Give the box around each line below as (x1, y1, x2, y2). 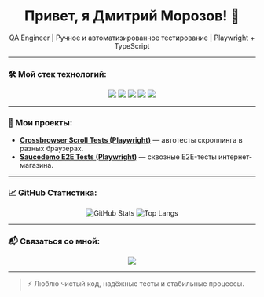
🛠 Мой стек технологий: (8, 68, 108, 79)
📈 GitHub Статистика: (8, 187, 97, 198)
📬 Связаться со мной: (8, 235, 101, 246)
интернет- (218, 152, 253, 161)
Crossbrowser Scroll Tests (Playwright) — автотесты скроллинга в (19, 135, 243, 144)
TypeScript (114, 41, 150, 50)
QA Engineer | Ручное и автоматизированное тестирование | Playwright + (9, 33, 255, 42)
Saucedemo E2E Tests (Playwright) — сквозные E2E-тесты (19, 152, 218, 161)
